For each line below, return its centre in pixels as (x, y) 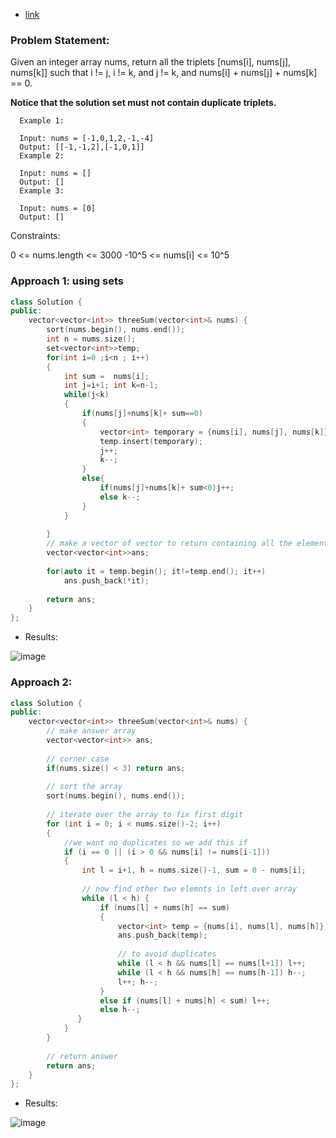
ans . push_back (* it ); (106, 580)
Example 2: (42, 156)
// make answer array (91, 731)
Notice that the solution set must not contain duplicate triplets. (143, 103)
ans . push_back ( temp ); (162, 935)
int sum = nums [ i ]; (106, 376)
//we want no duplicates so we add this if (155, 842)
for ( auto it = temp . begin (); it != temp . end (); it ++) (156, 571)
